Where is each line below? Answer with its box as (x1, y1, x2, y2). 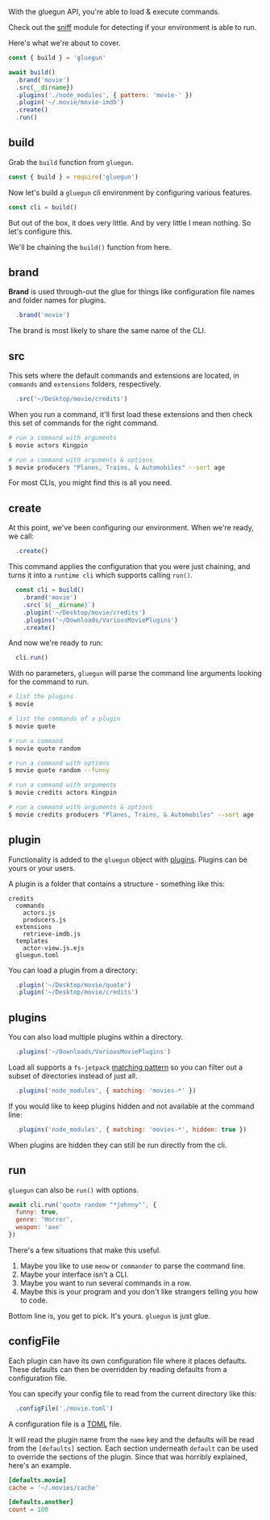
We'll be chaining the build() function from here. (8, 242, 172, 251)
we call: (8, 531, 35, 541)
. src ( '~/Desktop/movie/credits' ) (15, 395, 128, 403)
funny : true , (15, 1208, 60, 1216)
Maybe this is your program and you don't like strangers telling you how (19, 1286, 259, 1296)
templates (15, 937, 48, 945)
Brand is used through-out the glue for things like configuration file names (8, 287, 255, 297)
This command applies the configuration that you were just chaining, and (8, 562, 251, 572)
